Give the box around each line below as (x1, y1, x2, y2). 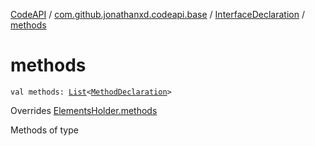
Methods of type (10, 124, 79, 136)
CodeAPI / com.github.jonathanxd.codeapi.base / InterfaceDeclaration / (10, 9, 305, 20)
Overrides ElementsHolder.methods (10, 104, 158, 116)
